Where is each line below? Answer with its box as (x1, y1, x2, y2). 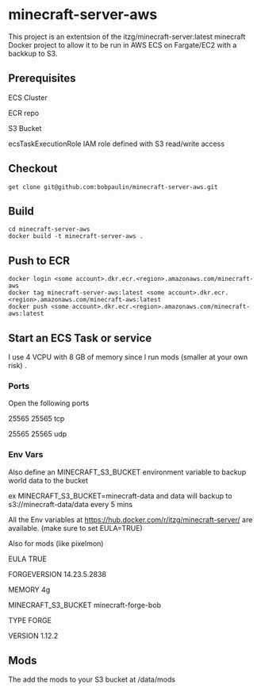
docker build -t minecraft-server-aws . (8, 233, 144, 240)
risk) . (8, 361, 27, 370)
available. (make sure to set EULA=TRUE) (8, 523, 143, 532)
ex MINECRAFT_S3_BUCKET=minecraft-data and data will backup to (8, 490, 232, 501)
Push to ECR (8, 254, 70, 267)
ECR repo (8, 108, 40, 117)
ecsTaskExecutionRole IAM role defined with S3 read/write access (8, 139, 225, 148)
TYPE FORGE (8, 615, 52, 625)
